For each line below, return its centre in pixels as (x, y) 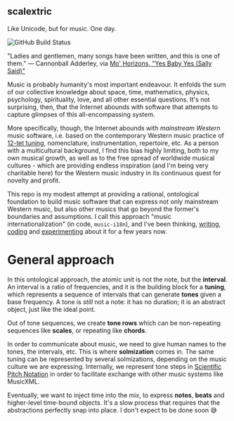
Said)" (17, 70)
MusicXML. (24, 381)
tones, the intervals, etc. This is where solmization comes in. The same (111, 351)
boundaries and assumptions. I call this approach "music (90, 216)
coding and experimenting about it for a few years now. (87, 231)
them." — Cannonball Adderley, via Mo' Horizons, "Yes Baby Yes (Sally (110, 63)
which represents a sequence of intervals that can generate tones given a (114, 294)
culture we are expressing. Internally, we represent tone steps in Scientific (115, 366)
